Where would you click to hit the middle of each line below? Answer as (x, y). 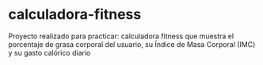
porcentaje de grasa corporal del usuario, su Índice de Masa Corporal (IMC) (132, 44)
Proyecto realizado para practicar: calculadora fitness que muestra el (121, 36)
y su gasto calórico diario (50, 52)
